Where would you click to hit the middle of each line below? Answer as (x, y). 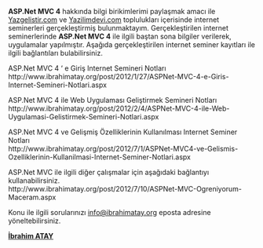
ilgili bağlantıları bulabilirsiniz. (56, 53)
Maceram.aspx (32, 197)
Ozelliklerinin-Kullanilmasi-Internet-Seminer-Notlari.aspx (99, 157)
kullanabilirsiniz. (34, 181)
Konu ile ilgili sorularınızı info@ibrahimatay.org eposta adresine (110, 212)
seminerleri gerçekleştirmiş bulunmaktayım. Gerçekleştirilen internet (119, 28)
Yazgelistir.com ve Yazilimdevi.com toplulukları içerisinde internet (114, 20)
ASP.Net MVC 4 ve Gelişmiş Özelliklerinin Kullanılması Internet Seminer (123, 132)
